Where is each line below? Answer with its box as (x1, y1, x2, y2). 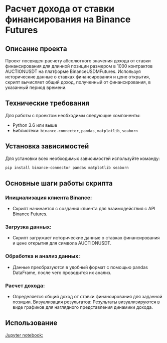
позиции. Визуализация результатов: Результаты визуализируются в (12, 299, 160, 305)
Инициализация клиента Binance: (5, 194, 92, 201)
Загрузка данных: (5, 223, 52, 230)
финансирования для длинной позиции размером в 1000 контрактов (5, 63, 153, 69)
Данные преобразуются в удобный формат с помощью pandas (12, 264, 148, 270)
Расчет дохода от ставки (5, 3, 115, 15)
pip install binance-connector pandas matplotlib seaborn (5, 165, 129, 170)
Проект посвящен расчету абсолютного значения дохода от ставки (5, 58, 151, 63)
